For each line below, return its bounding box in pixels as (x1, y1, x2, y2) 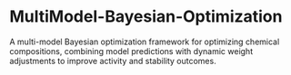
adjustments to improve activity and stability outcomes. (9, 55, 216, 66)
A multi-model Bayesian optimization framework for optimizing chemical (9, 36, 280, 47)
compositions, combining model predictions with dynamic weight (9, 45, 253, 56)
